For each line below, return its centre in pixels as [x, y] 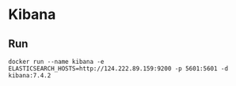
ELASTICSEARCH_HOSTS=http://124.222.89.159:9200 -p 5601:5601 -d [118, 69]
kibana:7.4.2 [30, 76]
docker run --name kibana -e [56, 62]
